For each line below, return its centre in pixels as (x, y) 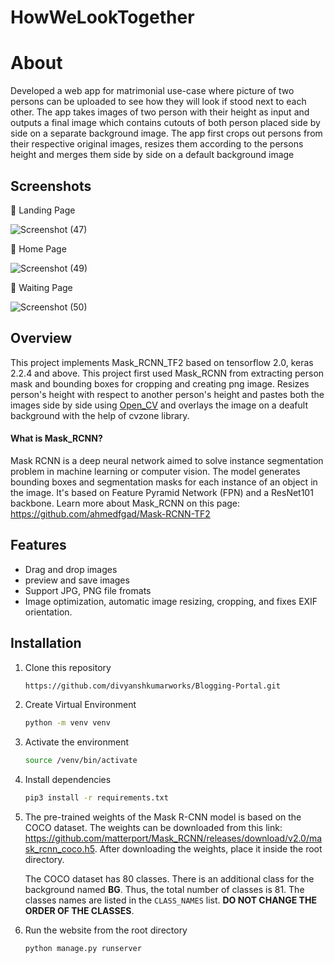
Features (38, 545)
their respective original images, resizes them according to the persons (157, 144)
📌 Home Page (38, 248)
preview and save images (77, 580)
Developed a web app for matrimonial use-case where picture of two (152, 91)
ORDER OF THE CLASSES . (79, 911)
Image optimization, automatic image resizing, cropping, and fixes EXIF (171, 601)
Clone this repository (68, 667)
